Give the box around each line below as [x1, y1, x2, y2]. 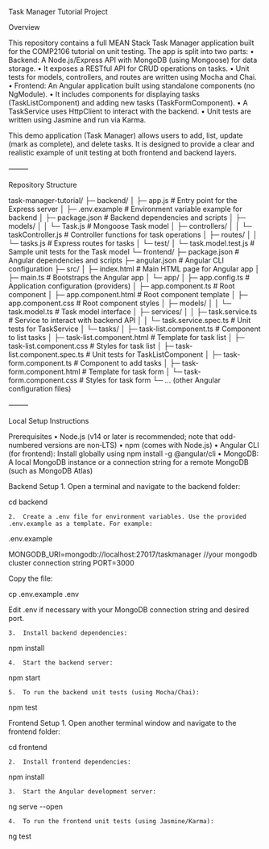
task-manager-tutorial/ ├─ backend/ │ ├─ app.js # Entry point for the [8, 196, 238, 205]
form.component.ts [8, 358, 72, 367]
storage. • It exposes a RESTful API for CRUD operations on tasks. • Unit [8, 64, 250, 73]
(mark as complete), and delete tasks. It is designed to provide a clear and [8, 139, 255, 148]
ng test [8, 831, 32, 841]
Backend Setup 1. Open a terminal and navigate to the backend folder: [8, 482, 241, 491]
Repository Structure [8, 180, 78, 189]
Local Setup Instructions [8, 416, 89, 425]
